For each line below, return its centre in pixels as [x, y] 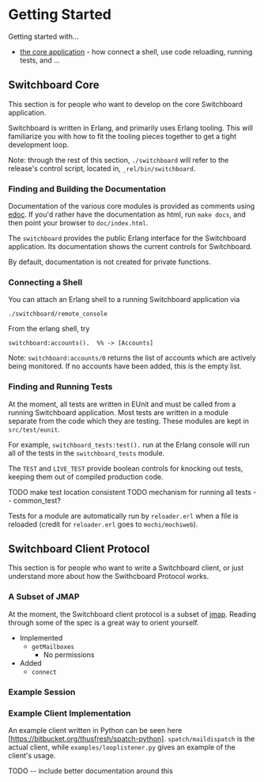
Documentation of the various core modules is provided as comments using [132, 206]
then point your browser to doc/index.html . [78, 223]
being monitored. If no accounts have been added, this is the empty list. [125, 366]
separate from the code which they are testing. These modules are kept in [128, 421]
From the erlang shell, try [49, 329]
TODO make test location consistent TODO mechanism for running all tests [130, 492]
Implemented [41, 637]
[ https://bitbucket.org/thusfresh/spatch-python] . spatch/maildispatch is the [132, 739]
